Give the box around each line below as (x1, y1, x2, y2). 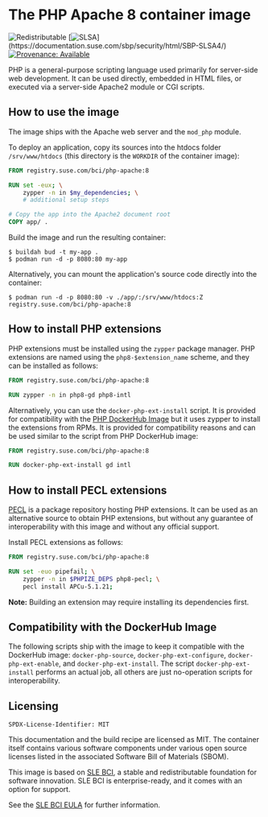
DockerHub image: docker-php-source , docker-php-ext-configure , (8, 650, 227, 660)
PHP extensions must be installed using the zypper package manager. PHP (8, 344, 255, 353)
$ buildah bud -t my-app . (8, 248, 99, 256)
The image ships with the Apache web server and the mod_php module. (8, 126, 241, 136)
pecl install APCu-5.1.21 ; (23, 582, 113, 591)
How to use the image (8, 105, 119, 119)
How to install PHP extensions (8, 322, 162, 336)
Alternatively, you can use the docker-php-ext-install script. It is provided (8, 405, 256, 415)
